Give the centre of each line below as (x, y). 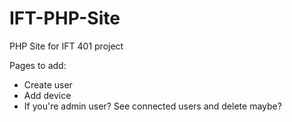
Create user (48, 84)
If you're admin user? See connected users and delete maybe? (152, 106)
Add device (47, 95)
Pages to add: (38, 65)
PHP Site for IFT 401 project (66, 46)
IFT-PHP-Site (65, 18)
